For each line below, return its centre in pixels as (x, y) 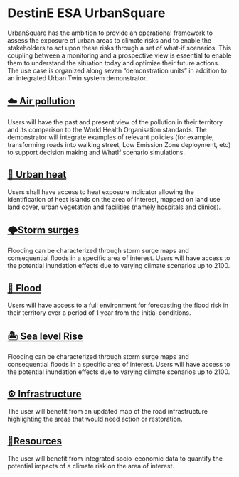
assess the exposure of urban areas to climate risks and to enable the (110, 40)
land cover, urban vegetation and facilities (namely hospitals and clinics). (114, 207)
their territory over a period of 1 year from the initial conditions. (99, 313)
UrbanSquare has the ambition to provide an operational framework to (110, 33)
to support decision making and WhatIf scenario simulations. (96, 152)
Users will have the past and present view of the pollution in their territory (115, 122)
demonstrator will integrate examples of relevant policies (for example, (111, 137)
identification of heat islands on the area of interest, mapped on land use (114, 199)
